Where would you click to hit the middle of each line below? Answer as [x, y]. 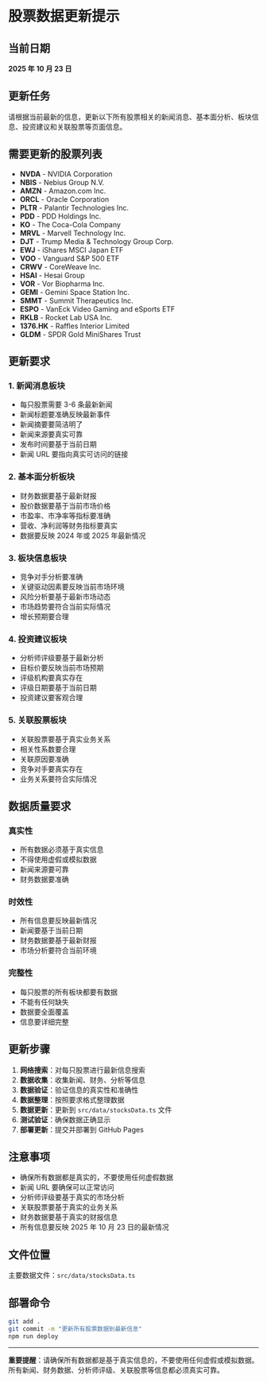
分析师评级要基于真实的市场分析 [72, 1198]
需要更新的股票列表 [55, 155]
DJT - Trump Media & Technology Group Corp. [97, 241]
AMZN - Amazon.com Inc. [63, 191]
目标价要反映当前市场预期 [62, 668]
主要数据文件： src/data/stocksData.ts [72, 1276]
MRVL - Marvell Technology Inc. [73, 233]
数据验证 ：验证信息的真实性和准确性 [79, 1090]
